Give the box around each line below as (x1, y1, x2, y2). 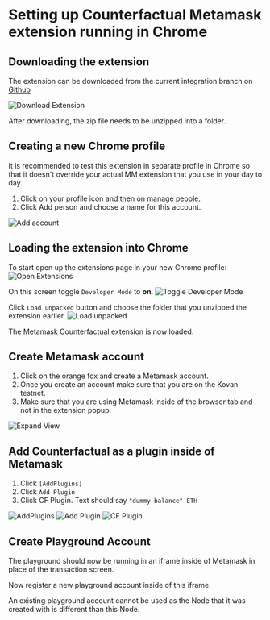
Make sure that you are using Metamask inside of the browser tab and (19, 397, 253, 406)
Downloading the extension (8, 55, 150, 69)
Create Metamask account (8, 350, 145, 364)
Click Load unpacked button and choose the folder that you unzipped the (8, 302, 247, 312)
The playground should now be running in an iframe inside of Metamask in (8, 556, 255, 566)
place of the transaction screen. (8, 564, 114, 574)
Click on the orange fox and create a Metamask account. (19, 371, 209, 381)
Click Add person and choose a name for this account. (19, 202, 201, 211)
